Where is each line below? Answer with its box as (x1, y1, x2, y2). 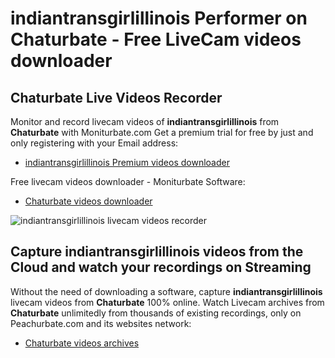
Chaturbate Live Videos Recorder (10, 89, 223, 106)
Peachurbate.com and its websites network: (10, 317, 192, 329)
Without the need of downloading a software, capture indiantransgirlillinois (10, 285, 323, 297)
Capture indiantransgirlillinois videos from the (10, 243, 304, 261)
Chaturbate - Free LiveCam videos (10, 28, 302, 51)
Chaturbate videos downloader (24, 195, 153, 207)
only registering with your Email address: (10, 137, 179, 149)
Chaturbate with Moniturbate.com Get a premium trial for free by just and (10, 127, 314, 138)
